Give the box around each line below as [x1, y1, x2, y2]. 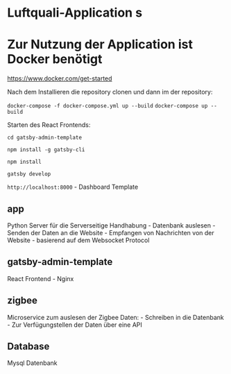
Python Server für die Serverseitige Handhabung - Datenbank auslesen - [7, 221, 216, 230]
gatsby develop [7, 171, 51, 178]
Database [7, 340, 50, 352]
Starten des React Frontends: [7, 121, 91, 129]
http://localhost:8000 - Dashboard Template [7, 182, 139, 192]
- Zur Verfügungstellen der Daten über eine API [7, 321, 142, 329]
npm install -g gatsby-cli [7, 146, 85, 153]
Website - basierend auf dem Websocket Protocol [7, 236, 150, 244]
